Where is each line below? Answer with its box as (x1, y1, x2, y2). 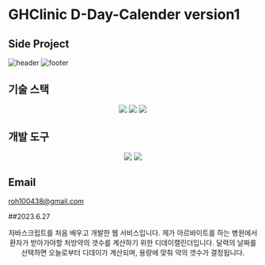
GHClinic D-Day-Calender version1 (8, 6, 240, 24)
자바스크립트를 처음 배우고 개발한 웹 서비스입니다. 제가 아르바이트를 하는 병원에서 (8, 228, 258, 238)
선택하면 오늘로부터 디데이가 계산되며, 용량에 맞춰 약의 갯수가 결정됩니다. (21, 248, 245, 258)
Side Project (8, 37, 70, 51)
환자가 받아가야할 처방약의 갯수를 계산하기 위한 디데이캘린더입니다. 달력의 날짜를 (9, 238, 257, 248)
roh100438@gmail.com (8, 196, 85, 206)
